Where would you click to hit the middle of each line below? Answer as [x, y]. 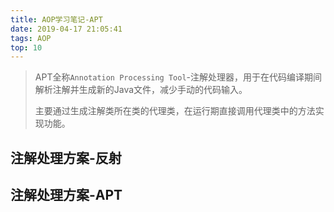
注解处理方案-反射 [66, 157]
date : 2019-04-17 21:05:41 [66, 29]
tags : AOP [31, 38]
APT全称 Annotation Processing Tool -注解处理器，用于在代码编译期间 [178, 77]
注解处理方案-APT [66, 195]
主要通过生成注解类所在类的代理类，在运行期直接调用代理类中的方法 [175, 111]
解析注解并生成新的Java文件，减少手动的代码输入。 [141, 90]
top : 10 [26, 47]
